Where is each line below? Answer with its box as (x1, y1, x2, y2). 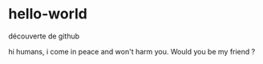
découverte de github (8, 31, 80, 41)
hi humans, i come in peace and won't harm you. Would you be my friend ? (8, 46, 256, 56)
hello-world (8, 5, 88, 23)
